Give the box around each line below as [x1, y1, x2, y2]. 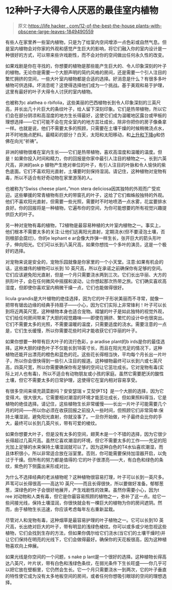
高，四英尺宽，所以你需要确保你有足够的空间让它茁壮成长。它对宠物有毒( [5, 364, 160, 370]
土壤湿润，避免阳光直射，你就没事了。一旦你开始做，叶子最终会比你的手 [9, 413, 162, 419]
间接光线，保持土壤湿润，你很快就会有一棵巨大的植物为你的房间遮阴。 [9, 500, 158, 506]
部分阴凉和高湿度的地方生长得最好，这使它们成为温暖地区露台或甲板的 [18, 112, 167, 118]
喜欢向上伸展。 [9, 543, 41, 549]
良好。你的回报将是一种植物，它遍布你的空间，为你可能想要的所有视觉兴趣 [5, 205, 162, 211]
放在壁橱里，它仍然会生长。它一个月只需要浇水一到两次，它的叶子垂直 [18, 566, 167, 573]
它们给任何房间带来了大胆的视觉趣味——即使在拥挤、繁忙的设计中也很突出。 [5, 315, 167, 321]
